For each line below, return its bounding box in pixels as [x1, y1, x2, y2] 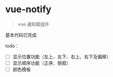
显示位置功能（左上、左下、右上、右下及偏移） [12, 54, 111, 60]
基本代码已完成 [5, 32, 37, 38]
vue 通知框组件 [17, 21, 50, 27]
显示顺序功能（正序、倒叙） [12, 60, 71, 66]
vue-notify [5, 4, 52, 15]
